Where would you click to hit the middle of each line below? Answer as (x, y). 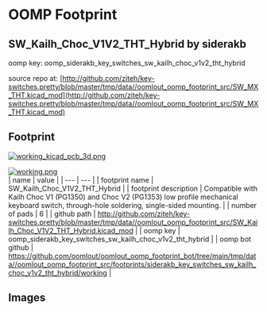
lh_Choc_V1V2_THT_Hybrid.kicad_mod (71, 230)
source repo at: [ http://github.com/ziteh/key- (81, 78)
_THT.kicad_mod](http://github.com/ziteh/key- (84, 95)
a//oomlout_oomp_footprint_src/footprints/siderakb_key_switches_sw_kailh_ (132, 264)
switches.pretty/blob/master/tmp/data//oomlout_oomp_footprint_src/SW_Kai (133, 222)
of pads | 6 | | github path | (52, 214)
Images (27, 298)
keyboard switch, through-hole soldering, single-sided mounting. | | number (132, 205)
